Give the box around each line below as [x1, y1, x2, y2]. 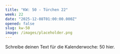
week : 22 [5, 12, 23, 17]
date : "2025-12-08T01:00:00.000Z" [5, 16, 77, 21]
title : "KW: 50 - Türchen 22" [5, 7, 68, 12]
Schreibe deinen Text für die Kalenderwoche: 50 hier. [5, 44, 115, 50]
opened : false [5, 21, 35, 26]
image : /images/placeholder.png [5, 30, 72, 35]
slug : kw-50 [5, 26, 30, 31]
